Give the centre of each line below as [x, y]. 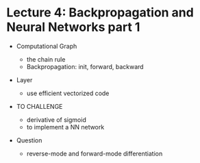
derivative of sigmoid [56, 120]
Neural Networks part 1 [73, 27]
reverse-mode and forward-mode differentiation [95, 153]
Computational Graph [47, 46]
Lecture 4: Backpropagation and [100, 13]
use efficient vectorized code [68, 93]
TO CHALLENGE [39, 106]
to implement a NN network [65, 127]
